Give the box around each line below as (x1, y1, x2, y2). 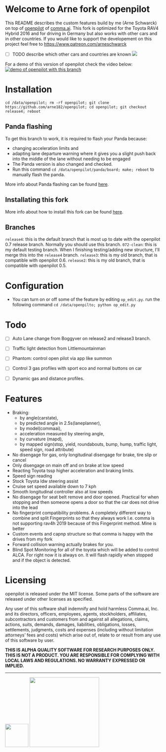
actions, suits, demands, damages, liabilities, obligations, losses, (5, 621, 136, 627)
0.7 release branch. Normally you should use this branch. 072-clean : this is (5, 242, 157, 248)
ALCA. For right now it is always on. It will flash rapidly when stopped (12, 552, 153, 558)
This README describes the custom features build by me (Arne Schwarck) (5, 20, 157, 26)
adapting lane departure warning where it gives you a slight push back (12, 150, 156, 156)
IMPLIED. (5, 663, 24, 669)
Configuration (5, 280, 64, 291)
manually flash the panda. (12, 171, 65, 177)
